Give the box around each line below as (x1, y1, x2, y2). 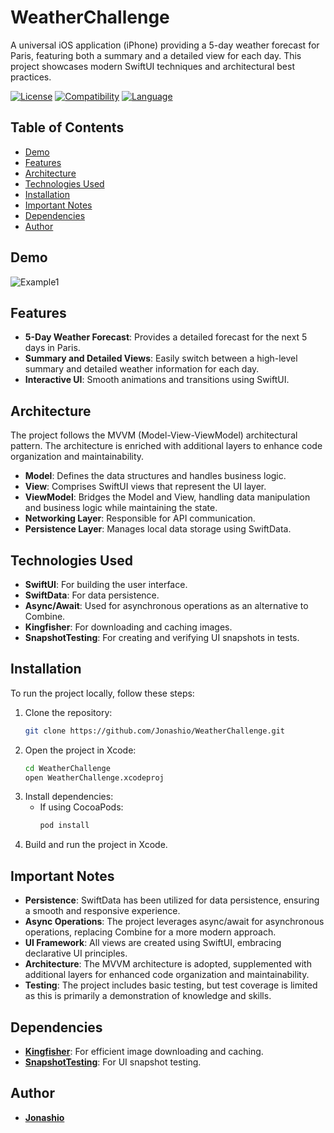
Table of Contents (10, 119, 125, 136)
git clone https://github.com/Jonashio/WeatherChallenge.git (24, 726, 286, 736)
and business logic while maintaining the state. (24, 502, 218, 514)
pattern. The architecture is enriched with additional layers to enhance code (10, 440, 323, 452)
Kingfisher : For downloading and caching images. (24, 621, 233, 633)
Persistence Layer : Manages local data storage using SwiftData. (24, 523, 292, 535)
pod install (39, 821, 90, 831)
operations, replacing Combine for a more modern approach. (24, 926, 277, 938)
